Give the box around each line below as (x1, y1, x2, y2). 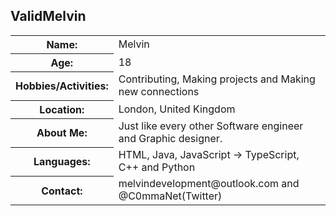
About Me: (36, 126, 88, 140)
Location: (39, 102, 85, 116)
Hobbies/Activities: (15, 79, 109, 93)
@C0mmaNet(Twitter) (118, 189, 223, 203)
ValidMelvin (10, 8, 87, 25)
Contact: (41, 184, 83, 198)
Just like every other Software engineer (118, 119, 304, 133)
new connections (118, 85, 200, 99)
